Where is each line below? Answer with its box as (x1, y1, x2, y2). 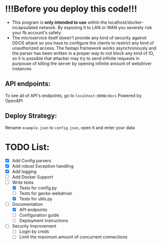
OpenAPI (5, 98, 23, 104)
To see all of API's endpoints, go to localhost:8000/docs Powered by (5, 92, 142, 98)
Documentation (12, 201, 43, 207)
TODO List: (5, 141, 50, 152)
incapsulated (12, 24, 38, 30)
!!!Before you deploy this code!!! (5, 3, 137, 15)
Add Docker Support (12, 174, 53, 180)
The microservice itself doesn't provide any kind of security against (12, 35, 147, 41)
